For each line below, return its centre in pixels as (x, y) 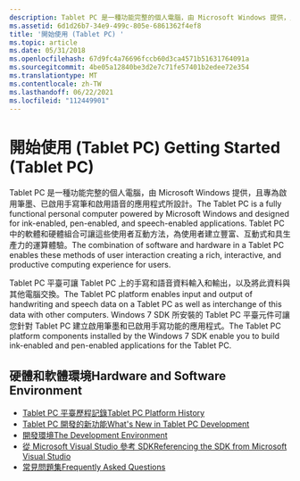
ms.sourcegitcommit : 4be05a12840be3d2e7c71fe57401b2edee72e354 (129, 68)
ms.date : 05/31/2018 (48, 51)
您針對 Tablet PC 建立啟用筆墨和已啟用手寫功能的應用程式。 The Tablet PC (145, 326)
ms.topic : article (43, 42)
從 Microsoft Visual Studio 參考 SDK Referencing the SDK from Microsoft (154, 446)
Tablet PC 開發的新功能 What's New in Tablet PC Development (136, 424)
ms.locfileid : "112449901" (59, 100)
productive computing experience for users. (90, 265)
